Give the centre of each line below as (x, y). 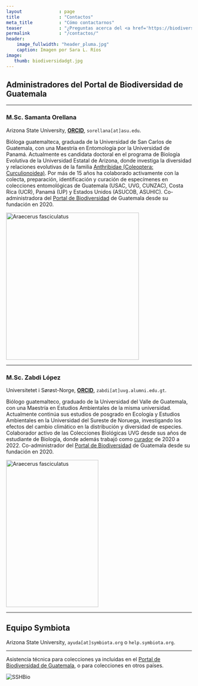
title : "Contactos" (50, 17)
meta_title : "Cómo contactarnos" (60, 22)
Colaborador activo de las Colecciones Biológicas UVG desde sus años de (96, 433)
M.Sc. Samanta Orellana (41, 117)
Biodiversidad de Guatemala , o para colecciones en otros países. (85, 665)
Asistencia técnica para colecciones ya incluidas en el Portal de (83, 659)
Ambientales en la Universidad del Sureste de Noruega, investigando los (94, 420)
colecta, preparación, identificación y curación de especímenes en (87, 179)
